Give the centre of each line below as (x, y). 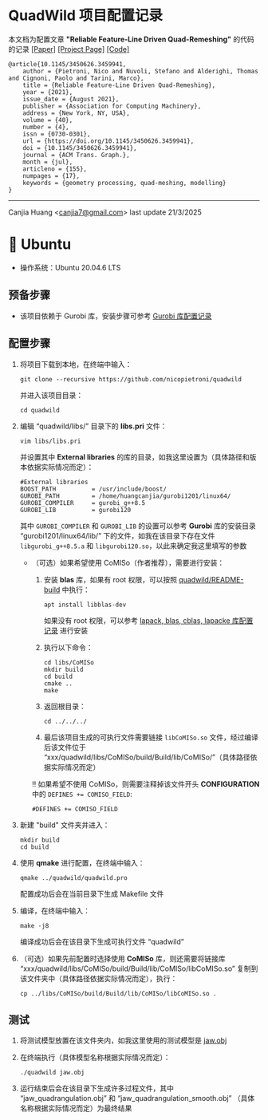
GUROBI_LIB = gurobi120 (75, 510)
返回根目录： (65, 706)
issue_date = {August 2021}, (71, 99)
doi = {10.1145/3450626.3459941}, (80, 148)
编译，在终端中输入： (55, 910)
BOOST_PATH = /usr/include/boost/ (93, 489)
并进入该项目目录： (51, 395)
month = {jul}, (48, 162)
